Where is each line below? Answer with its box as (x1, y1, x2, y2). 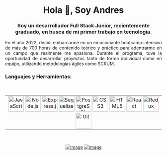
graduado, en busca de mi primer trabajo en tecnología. (15, 28, 152, 35)
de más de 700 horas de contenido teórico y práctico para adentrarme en (5, 45, 162, 51)
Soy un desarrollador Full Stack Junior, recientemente (17, 22, 150, 29)
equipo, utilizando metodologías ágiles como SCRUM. (5, 61, 115, 67)
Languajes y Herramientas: (5, 73, 72, 80)
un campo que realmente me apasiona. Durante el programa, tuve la (5, 50, 162, 56)
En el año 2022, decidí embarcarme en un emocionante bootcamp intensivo (5, 40, 162, 46)
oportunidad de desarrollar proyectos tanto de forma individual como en (5, 56, 162, 62)
